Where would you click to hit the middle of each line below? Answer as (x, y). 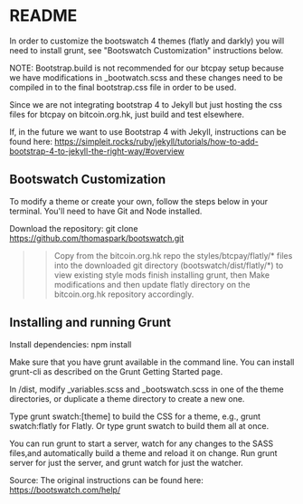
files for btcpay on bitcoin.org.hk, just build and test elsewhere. (127, 114)
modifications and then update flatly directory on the (152, 284)
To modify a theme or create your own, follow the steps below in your (139, 201)
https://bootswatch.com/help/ (65, 490)
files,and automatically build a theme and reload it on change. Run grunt (143, 452)
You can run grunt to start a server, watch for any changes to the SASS (142, 443)
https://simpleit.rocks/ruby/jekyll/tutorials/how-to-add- (156, 141)
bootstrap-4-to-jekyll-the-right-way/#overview (97, 151)
